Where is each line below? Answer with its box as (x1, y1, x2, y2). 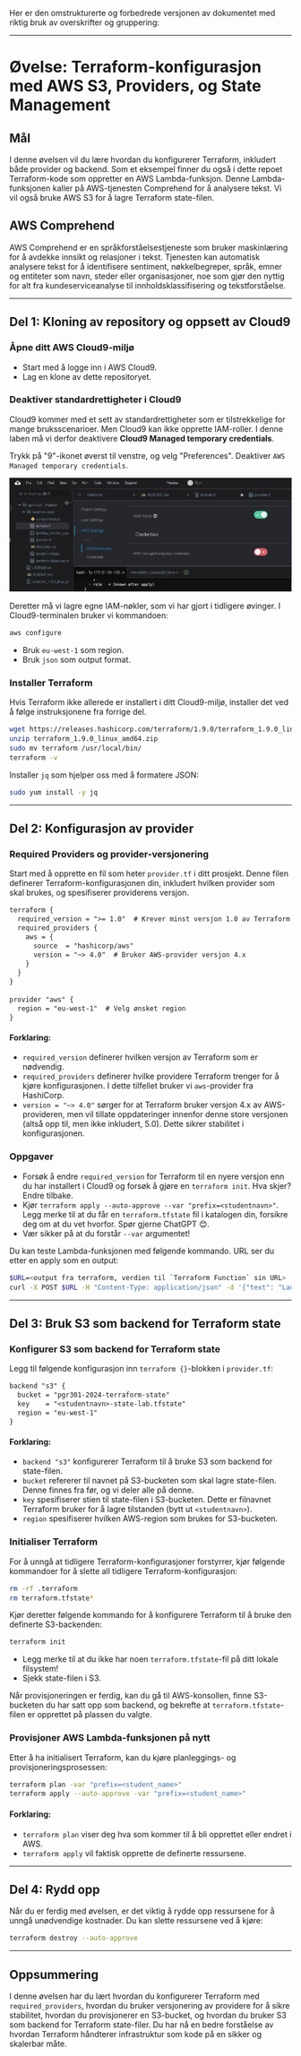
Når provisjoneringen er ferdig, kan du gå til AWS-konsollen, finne (9, 1690, 253, 1701)
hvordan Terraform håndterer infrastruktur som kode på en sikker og (9, 2029, 262, 2040)
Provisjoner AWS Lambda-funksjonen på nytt (9, 1732, 211, 1744)
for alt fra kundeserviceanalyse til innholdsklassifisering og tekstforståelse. (9, 280, 287, 290)
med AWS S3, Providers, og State (9, 76, 262, 97)
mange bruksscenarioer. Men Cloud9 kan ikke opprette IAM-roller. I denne (9, 423, 284, 434)
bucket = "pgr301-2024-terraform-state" (17, 1390, 170, 1400)
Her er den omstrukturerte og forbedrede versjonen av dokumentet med (9, 8, 276, 18)
